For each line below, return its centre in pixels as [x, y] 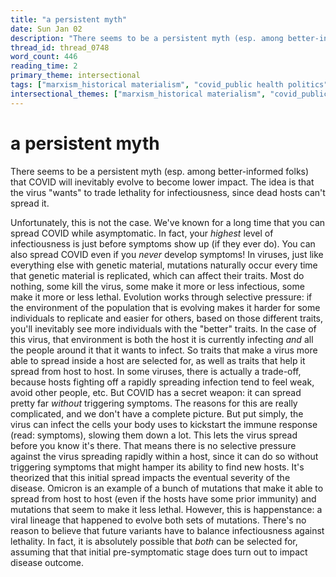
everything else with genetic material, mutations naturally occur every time [164, 265]
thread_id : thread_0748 [60, 47]
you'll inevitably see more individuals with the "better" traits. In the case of [163, 328]
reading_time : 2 [44, 66]
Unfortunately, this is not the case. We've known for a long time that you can [168, 222]
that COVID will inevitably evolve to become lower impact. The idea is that [162, 182]
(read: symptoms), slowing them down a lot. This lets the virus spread [154, 435]
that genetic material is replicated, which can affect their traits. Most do [157, 275]
